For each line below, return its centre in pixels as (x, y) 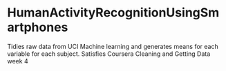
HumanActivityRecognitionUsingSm (113, 13)
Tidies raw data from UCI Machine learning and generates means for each (113, 46)
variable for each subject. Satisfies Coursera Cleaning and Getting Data (109, 54)
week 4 (18, 61)
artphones (38, 27)
